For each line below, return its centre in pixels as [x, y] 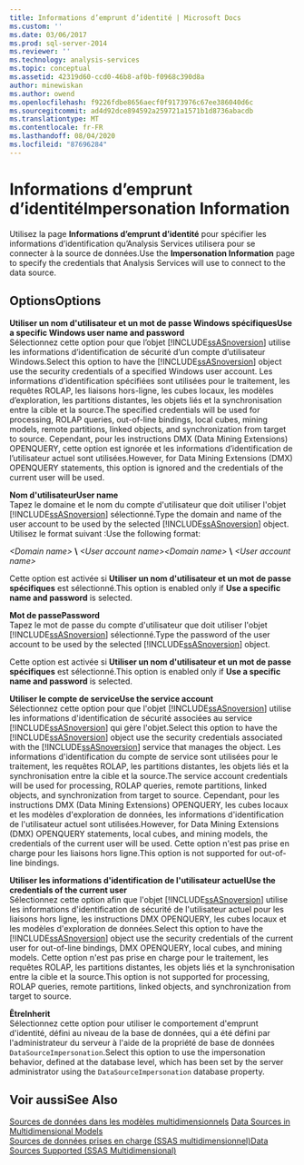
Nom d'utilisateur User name [64, 495]
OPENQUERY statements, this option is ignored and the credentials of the [147, 468]
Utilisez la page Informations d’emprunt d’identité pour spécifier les [138, 233]
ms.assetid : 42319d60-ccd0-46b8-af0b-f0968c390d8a [107, 77]
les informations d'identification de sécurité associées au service [131, 717]
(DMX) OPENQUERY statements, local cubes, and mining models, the [139, 834]
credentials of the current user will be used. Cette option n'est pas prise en [150, 843]
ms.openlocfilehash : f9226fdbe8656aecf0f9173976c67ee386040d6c [132, 102]
